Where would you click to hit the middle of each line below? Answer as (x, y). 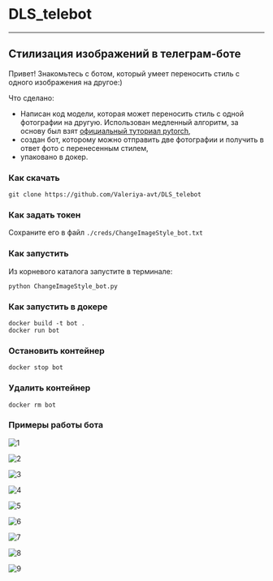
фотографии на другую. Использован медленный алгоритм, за (129, 122)
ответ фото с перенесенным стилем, (84, 148)
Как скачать (34, 178)
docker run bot (34, 330)
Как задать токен (45, 214)
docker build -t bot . (47, 323)
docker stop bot (36, 368)
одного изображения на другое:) (66, 82)
